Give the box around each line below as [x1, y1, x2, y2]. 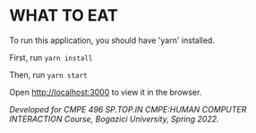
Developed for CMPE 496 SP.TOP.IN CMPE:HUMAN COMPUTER [9, 104, 247, 114]
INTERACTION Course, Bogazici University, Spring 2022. [9, 113, 219, 124]
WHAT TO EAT [9, 5, 118, 26]
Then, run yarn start [9, 69, 88, 80]
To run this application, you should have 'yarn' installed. [9, 35, 215, 46]
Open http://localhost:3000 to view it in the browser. [9, 87, 202, 97]
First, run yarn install [9, 52, 93, 62]
